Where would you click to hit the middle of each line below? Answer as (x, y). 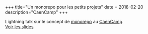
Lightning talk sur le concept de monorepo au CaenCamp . (64, 22)
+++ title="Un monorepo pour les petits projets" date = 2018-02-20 (74, 7)
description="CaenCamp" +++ (37, 12)
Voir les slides (19, 27)
